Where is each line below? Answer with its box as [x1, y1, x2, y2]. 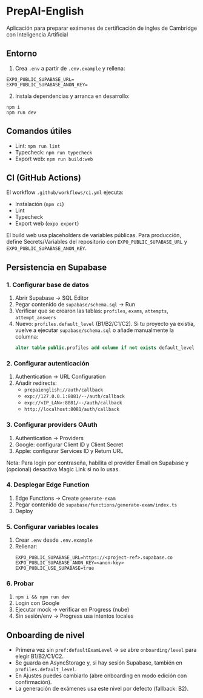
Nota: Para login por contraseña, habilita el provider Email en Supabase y [6, 459, 189, 466]
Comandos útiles [6, 126, 72, 136]
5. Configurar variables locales [6, 522, 99, 531]
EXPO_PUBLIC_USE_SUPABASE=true [15, 565, 95, 572]
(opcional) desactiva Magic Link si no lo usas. [6, 465, 120, 472]
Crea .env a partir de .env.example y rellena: [15, 64, 125, 72]
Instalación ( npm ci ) [15, 201, 65, 208]
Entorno [6, 49, 38, 59]
